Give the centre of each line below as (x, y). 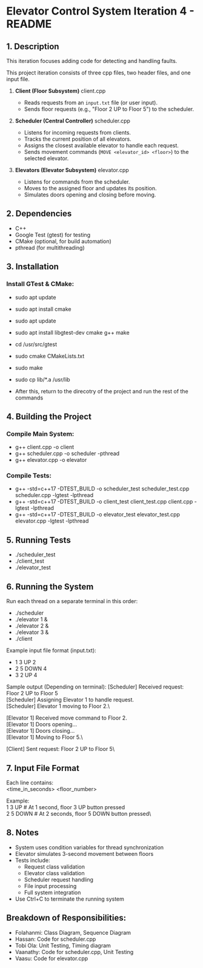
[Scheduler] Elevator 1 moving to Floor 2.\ (58, 706)
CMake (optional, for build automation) (63, 241)
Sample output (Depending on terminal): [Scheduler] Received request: (95, 687)
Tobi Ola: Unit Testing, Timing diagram (63, 945)
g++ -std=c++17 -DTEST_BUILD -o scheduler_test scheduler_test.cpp (102, 489)
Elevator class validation (54, 873)
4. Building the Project (49, 416)
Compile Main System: (40, 433)
